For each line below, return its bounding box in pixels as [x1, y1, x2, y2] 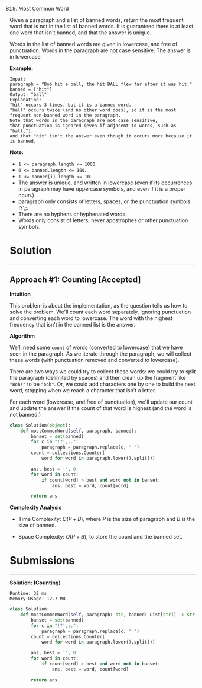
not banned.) [9, 411, 41, 418]
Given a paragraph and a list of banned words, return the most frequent [9, 17, 184, 23]
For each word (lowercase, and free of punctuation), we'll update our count [9, 398, 193, 405]
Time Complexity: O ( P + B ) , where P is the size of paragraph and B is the [18, 516, 196, 523]
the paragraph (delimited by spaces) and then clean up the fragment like [9, 374, 186, 381]
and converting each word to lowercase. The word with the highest [9, 314, 173, 322]
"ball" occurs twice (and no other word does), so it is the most [9, 107, 177, 113]
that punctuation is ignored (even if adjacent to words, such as [9, 123, 177, 129]
